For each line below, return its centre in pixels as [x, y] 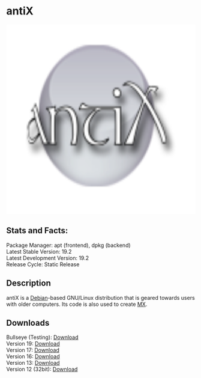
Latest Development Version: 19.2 [48, 258]
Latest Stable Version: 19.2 [39, 251]
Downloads [28, 323]
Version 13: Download [33, 363]
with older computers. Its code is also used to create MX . [77, 304]
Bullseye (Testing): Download [43, 337]
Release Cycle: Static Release [43, 264]
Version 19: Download [33, 344]
